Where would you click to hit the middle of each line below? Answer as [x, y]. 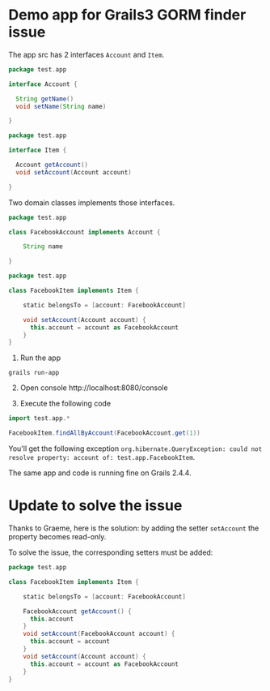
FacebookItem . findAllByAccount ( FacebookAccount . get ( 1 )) [104, 433]
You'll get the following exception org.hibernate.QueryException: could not [135, 449]
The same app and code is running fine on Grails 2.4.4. [100, 473]
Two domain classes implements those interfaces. [92, 202]
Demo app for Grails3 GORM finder [127, 15]
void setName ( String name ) [61, 106]
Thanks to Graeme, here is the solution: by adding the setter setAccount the [134, 528]
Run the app [40, 358]
